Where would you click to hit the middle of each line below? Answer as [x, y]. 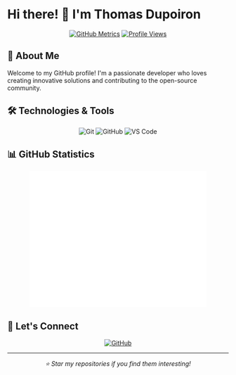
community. [24, 88]
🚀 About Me [33, 56]
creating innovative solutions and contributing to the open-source [102, 80]
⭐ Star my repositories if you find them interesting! [118, 364]
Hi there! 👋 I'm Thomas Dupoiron [104, 14]
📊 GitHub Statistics [51, 154]
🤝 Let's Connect [43, 326]
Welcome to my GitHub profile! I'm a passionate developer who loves [107, 72]
